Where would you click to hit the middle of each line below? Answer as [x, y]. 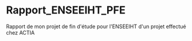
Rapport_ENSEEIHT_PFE [66, 10]
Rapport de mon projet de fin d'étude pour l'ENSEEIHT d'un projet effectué [96, 26]
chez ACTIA [20, 32]
